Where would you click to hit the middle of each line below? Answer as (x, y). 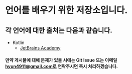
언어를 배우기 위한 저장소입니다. (67, 10)
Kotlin (18, 42)
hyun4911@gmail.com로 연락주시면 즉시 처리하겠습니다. (61, 66)
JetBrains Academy (40, 48)
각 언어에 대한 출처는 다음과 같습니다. (59, 30)
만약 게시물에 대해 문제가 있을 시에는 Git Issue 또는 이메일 (61, 60)
